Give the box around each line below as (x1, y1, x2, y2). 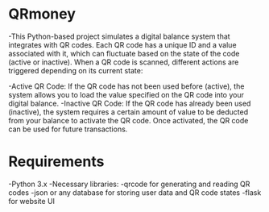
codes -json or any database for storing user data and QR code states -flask (8, 187, 262, 197)
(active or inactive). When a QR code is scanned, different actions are (8, 57, 239, 67)
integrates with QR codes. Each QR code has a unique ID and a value (8, 39, 237, 49)
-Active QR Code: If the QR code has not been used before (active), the (8, 81, 245, 91)
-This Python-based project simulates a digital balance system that (8, 31, 231, 41)
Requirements (8, 152, 105, 171)
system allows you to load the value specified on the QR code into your (8, 89, 244, 99)
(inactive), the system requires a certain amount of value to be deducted (8, 106, 248, 117)
